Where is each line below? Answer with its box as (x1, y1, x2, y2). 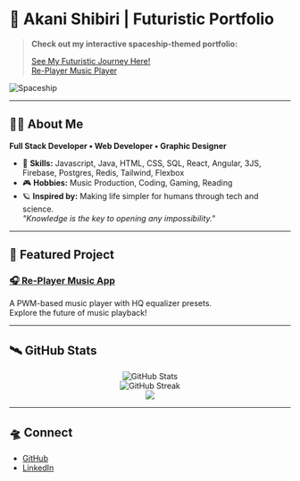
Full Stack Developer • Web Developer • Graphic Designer (9, 140, 227, 151)
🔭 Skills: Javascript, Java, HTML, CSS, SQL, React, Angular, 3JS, (21, 157, 262, 169)
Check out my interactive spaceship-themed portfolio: (30, 38, 238, 49)
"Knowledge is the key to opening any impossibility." (21, 212, 216, 223)
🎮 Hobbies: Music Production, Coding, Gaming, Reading (21, 177, 233, 187)
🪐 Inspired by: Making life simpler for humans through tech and (21, 190, 259, 201)
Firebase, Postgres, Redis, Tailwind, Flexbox (21, 167, 185, 178)
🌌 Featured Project (9, 247, 114, 262)
